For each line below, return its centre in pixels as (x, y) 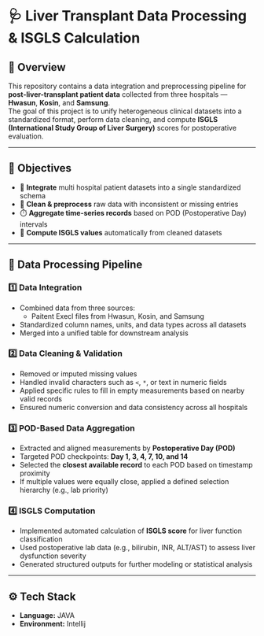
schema (32, 195)
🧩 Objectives (40, 168)
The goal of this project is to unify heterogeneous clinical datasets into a (125, 111)
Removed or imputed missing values (78, 373)
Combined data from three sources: (77, 308)
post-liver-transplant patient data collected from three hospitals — (118, 94)
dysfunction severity (53, 556)
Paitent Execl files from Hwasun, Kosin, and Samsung (117, 316)
